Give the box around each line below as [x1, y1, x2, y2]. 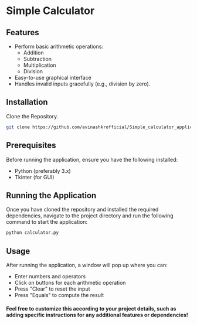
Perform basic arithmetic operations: [14, 43, 104, 50]
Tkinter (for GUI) [14, 173, 55, 180]
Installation [6, 97, 48, 107]
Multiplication [23, 62, 57, 69]
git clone [6, 124, 30, 130]
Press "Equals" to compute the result [14, 292, 104, 298]
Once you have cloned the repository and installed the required [6, 206, 159, 213]
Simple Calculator [6, 4, 95, 18]
